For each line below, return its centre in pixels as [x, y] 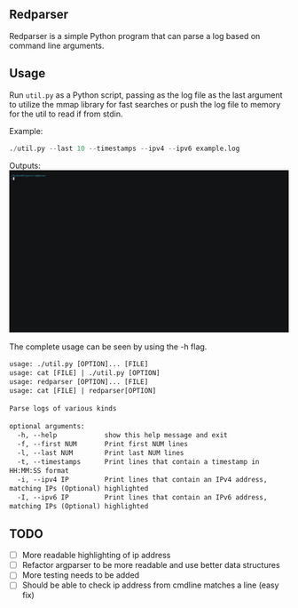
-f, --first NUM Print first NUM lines [103, 444]
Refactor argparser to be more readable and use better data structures [151, 565]
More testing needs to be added [81, 575]
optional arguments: [47, 427]
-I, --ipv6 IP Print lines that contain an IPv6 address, [142, 498]
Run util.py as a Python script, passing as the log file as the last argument [146, 95]
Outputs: [25, 165]
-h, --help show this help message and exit [122, 436]
